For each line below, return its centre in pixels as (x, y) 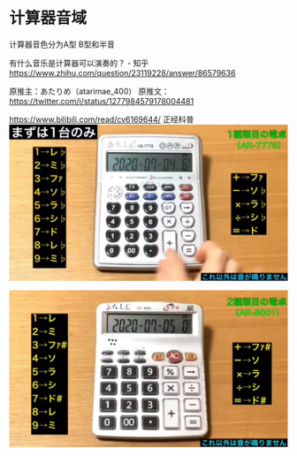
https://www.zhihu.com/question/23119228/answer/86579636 (122, 72)
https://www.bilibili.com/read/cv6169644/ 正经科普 (102, 119)
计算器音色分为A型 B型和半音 (62, 44)
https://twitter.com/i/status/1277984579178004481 (102, 101)
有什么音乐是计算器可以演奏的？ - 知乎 (79, 63)
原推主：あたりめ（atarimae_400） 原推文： (89, 91)
